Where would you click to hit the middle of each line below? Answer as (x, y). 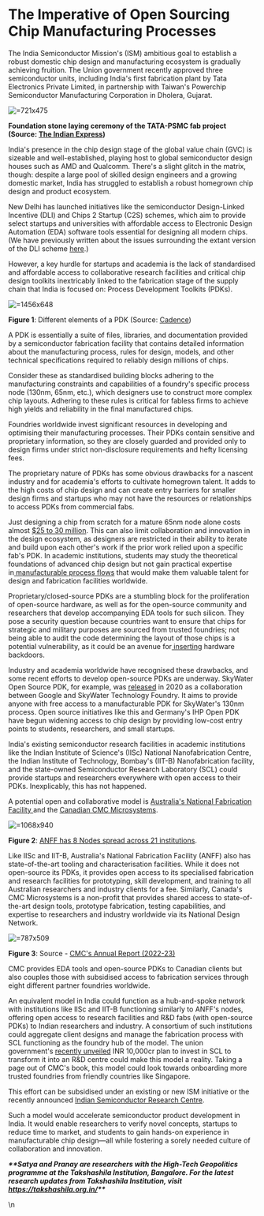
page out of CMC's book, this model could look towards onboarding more (128, 1068)
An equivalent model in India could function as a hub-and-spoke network (127, 1000)
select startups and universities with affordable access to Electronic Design (130, 223)
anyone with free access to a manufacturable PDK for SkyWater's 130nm (126, 704)
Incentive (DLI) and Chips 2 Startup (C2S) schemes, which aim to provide (127, 215)
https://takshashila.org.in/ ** (57, 1189)
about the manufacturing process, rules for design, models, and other (121, 351)
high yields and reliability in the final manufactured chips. (101, 409)
